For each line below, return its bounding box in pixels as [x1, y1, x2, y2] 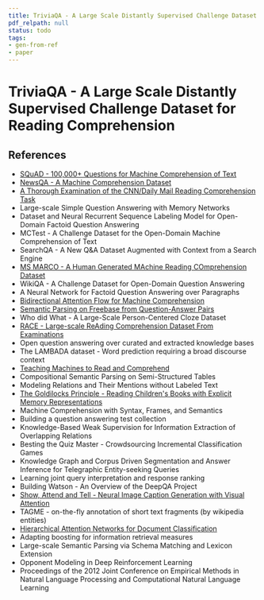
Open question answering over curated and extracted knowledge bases [19, 339, 254, 347]
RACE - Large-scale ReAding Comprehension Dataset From [19, 321, 214, 331]
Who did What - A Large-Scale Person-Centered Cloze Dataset [19, 313, 227, 322]
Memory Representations [19, 397, 103, 406]
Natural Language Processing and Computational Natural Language [19, 575, 241, 584]
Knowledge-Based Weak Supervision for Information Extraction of [19, 423, 236, 432]
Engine [19, 254, 43, 263]
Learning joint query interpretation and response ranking [19, 474, 205, 482]
